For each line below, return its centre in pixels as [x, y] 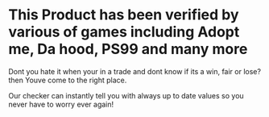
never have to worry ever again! [61, 104]
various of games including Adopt [124, 32]
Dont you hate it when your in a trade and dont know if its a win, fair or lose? [135, 71]
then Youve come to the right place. [68, 80]
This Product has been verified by [124, 15]
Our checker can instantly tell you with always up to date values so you [126, 95]
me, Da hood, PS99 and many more [128, 49]
